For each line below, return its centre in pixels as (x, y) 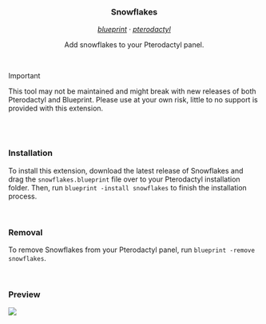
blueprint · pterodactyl (134, 30)
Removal (26, 232)
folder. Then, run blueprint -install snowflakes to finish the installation (128, 187)
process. (23, 196)
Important (24, 76)
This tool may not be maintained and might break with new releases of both (133, 91)
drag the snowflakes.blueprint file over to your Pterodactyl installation (125, 179)
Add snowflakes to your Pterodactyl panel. (134, 45)
